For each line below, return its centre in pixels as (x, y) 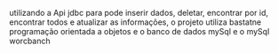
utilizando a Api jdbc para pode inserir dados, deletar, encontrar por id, (139, 13)
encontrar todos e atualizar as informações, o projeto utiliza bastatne (135, 22)
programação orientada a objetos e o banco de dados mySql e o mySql (139, 31)
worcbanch (30, 41)
